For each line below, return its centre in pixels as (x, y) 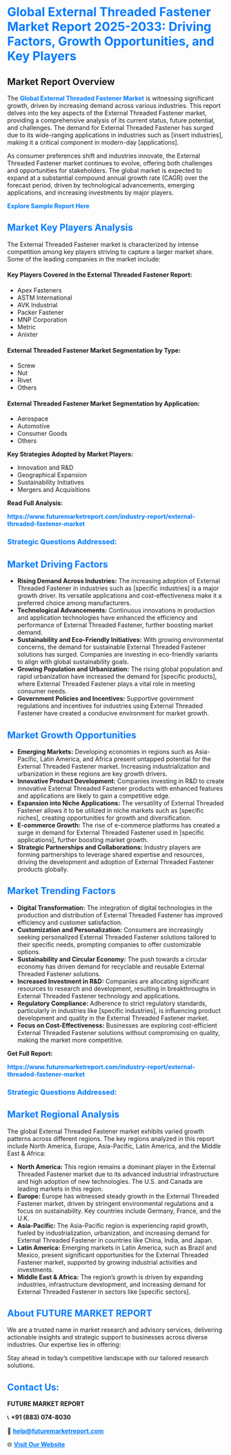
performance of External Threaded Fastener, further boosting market (115, 625)
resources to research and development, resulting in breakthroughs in (116, 988)
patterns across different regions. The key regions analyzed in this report (111, 1138)
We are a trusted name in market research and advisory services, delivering (115, 1330)
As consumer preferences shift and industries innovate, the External (104, 156)
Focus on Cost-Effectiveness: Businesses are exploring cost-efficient (117, 1025)
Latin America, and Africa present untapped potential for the (126, 759)
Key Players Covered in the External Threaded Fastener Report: (100, 275)
